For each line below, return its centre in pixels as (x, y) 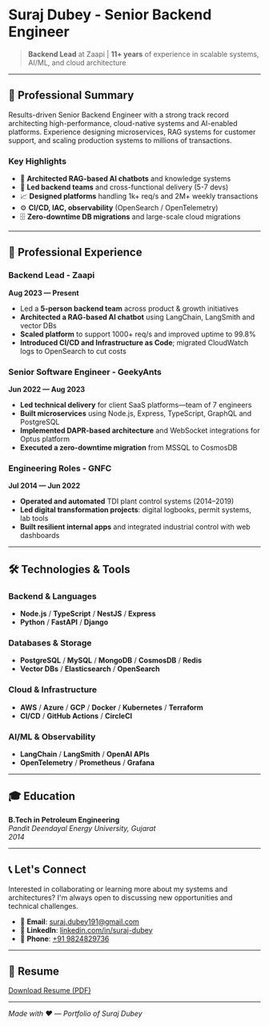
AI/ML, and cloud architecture (77, 63)
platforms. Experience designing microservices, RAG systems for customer (132, 132)
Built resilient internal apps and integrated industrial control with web (135, 527)
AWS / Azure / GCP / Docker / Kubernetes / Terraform (112, 707)
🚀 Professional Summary (71, 95)
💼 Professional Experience (75, 252)
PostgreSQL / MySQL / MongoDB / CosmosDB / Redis (111, 661)
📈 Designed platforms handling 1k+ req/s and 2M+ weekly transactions (139, 196)
